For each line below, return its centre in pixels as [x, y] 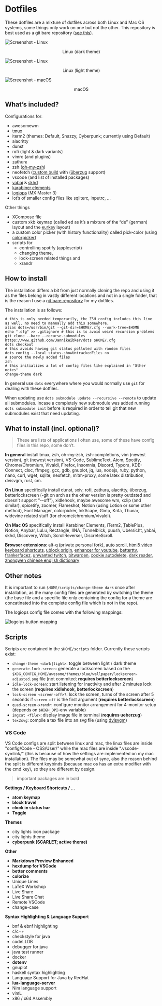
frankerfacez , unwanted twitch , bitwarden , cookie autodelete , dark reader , [79, 555]
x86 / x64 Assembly [32, 998]
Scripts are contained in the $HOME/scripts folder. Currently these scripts [77, 649]
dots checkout [19, 344]
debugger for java [30, 947]
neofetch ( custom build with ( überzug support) [59, 172]
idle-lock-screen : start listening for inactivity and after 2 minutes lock [82, 684]
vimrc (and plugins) [31, 156]
